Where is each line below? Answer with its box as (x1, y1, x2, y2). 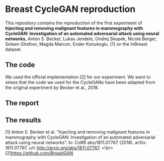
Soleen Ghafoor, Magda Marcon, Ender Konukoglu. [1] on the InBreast (5, 41, 148, 47)
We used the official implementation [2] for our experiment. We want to (5, 74, 151, 80)
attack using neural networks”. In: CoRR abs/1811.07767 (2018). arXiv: (5, 139, 147, 145)
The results (5, 116, 41, 124)
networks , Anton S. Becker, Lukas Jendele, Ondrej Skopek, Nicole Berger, (5, 36, 158, 42)
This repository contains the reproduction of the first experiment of (5, 20, 143, 26)
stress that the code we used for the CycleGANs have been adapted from (5, 79, 156, 85)
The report (5, 99, 39, 107)
